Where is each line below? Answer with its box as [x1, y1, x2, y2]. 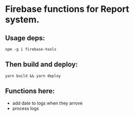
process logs [12, 105, 39, 111]
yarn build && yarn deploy [5, 73, 61, 78]
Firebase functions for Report [5, 3, 130, 15]
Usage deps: [5, 34, 45, 42]
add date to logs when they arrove [12, 100, 83, 106]
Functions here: [5, 87, 55, 95]
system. [5, 14, 40, 25]
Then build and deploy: [5, 60, 78, 69]
